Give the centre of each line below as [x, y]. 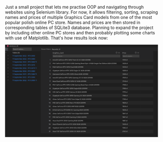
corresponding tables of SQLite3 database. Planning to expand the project [79, 28]
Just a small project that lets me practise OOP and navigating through [74, 7]
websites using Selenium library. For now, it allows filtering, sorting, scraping [81, 12]
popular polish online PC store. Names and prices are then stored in [73, 22]
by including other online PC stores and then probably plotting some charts [80, 33]
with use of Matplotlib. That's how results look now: [57, 38]
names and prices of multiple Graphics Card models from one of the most [79, 17]
